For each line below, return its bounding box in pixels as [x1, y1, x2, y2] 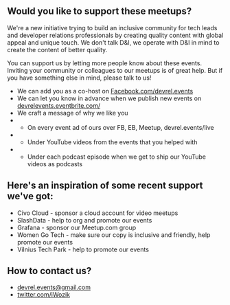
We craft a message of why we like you [16, 109, 128, 117]
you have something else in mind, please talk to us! [7, 74, 152, 82]
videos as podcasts [27, 159, 83, 168]
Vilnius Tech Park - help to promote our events [16, 245, 150, 253]
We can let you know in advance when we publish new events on [16, 94, 202, 102]
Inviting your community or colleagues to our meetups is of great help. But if [7, 66, 223, 74]
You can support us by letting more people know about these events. [7, 58, 203, 67]
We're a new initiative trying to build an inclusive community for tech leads [7, 23, 218, 32]
